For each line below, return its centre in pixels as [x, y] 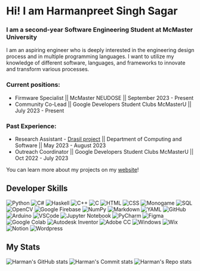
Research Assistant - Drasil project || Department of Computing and [98, 139]
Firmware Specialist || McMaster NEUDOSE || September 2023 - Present [104, 98]
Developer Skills [37, 189]
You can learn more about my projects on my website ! [73, 170]
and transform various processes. [48, 69]
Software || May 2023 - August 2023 [60, 145]
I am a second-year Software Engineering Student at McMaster [100, 30]
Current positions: [33, 85]
